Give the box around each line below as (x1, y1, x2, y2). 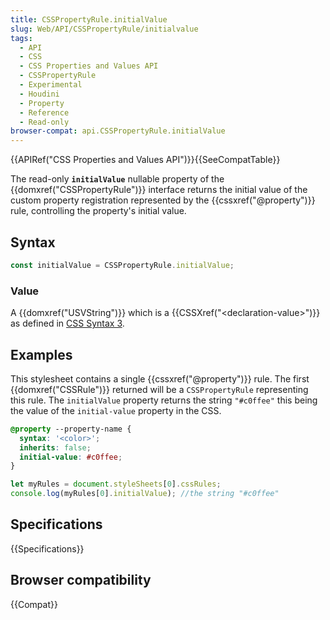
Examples (10, 346, 73, 363)
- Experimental (19, 80, 83, 90)
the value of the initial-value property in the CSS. (10, 404, 222, 416)
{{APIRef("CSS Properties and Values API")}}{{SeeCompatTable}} (10, 154, 281, 166)
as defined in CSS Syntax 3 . (10, 317, 125, 330)
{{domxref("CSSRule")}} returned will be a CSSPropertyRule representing (10, 383, 309, 395)
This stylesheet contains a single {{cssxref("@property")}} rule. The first (10, 372, 310, 385)
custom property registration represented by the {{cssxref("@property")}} (10, 194, 316, 206)
